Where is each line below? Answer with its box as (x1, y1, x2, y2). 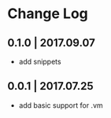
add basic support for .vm (18, 100, 103, 110)
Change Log (7, 5, 88, 23)
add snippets (18, 57, 61, 66)
